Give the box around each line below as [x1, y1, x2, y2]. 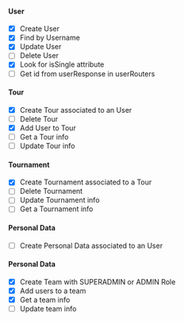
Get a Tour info [19, 132, 69, 141]
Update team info [19, 304, 77, 314]
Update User [19, 42, 62, 52]
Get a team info [19, 295, 71, 305]
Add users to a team [19, 286, 86, 296]
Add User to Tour [19, 123, 77, 133]
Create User [19, 24, 59, 33]
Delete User [19, 51, 59, 60]
